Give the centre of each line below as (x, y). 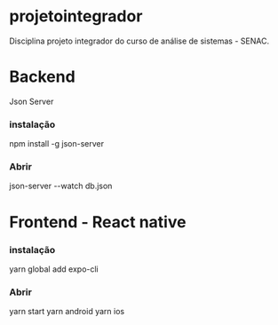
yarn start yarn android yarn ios (67, 312)
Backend (42, 77)
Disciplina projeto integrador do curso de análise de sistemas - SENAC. (139, 41)
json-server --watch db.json (61, 186)
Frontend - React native (98, 222)
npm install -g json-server (57, 144)
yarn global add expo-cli (54, 269)
